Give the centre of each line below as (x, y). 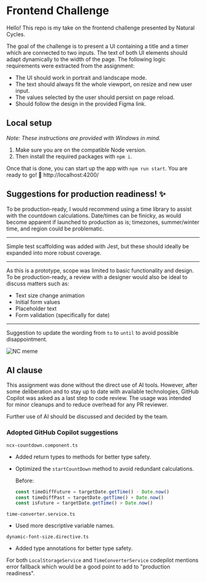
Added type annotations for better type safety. (74, 548)
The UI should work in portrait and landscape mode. (81, 77)
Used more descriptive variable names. (65, 525)
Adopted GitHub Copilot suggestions (62, 433)
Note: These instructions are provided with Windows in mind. (84, 138)
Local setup (29, 123)
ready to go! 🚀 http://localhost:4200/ (53, 175)
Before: (25, 481)
